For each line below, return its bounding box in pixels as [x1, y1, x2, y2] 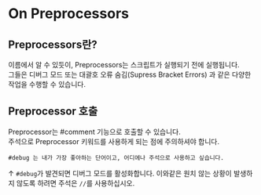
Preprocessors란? [8, 38, 97, 51]
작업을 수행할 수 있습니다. [8, 80, 86, 88]
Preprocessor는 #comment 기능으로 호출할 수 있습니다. [8, 127, 181, 136]
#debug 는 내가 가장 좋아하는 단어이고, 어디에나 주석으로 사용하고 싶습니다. [8, 153, 224, 161]
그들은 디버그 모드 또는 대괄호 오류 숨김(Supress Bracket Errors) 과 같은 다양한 [8, 70, 252, 79]
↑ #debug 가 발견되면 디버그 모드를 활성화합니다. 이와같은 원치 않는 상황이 [8, 168, 232, 178]
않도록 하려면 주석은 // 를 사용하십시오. [16, 178, 135, 188]
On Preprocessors [8, 5, 130, 23]
